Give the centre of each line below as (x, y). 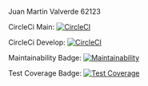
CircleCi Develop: (37, 42)
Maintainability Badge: (45, 58)
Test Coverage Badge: (45, 73)
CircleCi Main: (31, 27)
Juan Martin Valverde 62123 (55, 12)
